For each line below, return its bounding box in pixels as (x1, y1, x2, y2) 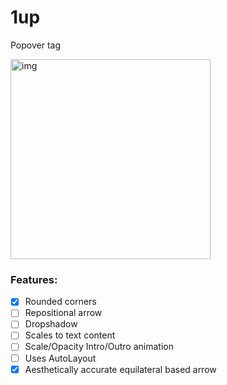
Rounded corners (24, 296, 97, 308)
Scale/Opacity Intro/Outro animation (24, 341, 174, 353)
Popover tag (10, 39, 62, 51)
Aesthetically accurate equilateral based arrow (24, 363, 217, 375)
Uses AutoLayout (24, 352, 97, 364)
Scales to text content (24, 329, 116, 341)
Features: (10, 272, 58, 286)
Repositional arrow (24, 307, 103, 319)
